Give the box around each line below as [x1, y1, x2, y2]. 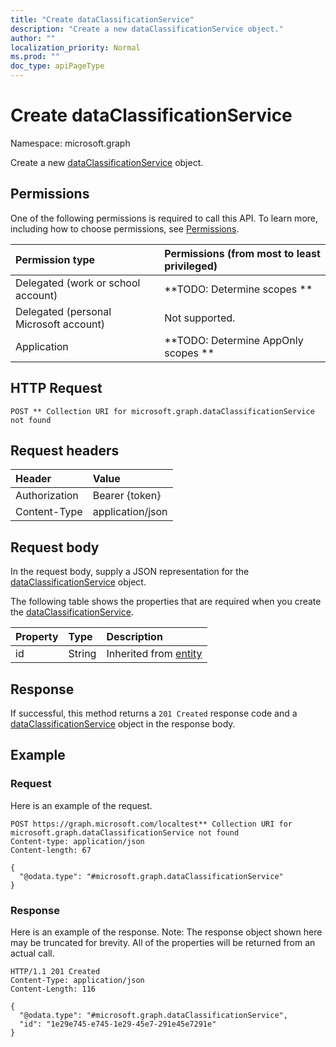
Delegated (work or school [15, 276, 141, 290]
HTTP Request [10, 380, 103, 397]
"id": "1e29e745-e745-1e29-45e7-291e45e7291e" [19, 1019, 217, 1029]
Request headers [10, 442, 120, 459]
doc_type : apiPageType [10, 61, 105, 71]
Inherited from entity [106, 647, 203, 661]
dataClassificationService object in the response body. [10, 718, 236, 730]
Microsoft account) [15, 317, 106, 331]
